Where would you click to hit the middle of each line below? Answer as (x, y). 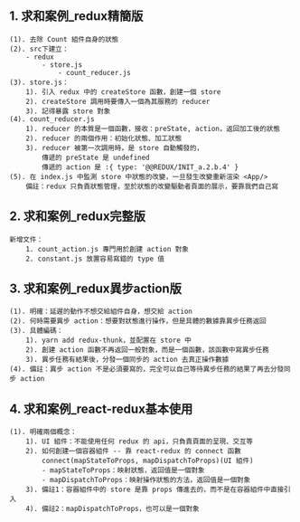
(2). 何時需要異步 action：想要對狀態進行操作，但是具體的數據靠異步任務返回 (138, 321)
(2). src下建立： (39, 49)
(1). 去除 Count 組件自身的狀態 (64, 39)
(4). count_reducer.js (52, 119)
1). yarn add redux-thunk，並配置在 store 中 (108, 341)
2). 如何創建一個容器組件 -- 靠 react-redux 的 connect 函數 (133, 451)
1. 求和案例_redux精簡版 (76, 16)
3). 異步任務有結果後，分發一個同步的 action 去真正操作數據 (127, 360)
